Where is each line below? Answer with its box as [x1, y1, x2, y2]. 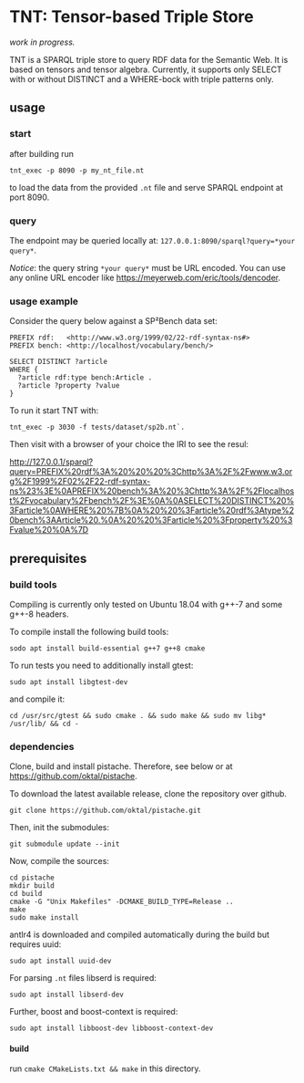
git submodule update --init [9, 839, 120, 849]
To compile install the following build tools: [9, 626, 169, 637]
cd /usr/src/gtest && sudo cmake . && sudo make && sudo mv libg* [9, 711, 267, 720]
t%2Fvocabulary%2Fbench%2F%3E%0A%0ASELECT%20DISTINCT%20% [9, 495, 295, 506]
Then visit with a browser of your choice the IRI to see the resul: [9, 439, 248, 450]
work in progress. [9, 36, 76, 47]
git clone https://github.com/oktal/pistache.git [9, 806, 202, 816]
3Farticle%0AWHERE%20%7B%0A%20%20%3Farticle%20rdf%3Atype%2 [9, 505, 294, 516]
